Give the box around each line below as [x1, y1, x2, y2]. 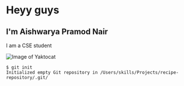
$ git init [6, 64, 33, 70]
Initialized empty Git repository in [6, 70, 98, 76]
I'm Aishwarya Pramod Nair [6, 27, 108, 37]
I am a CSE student [6, 42, 52, 49]
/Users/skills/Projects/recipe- [100, 70, 179, 76]
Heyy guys [6, 3, 60, 17]
